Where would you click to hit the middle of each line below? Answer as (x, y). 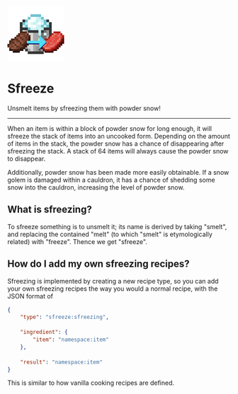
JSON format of (30, 296)
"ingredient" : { (44, 332)
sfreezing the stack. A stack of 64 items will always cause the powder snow (118, 151)
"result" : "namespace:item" (61, 362)
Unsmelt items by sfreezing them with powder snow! (84, 108)
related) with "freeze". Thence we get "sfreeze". (77, 241)
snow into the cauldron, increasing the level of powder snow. (96, 187)
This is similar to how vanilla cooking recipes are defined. (91, 383)
